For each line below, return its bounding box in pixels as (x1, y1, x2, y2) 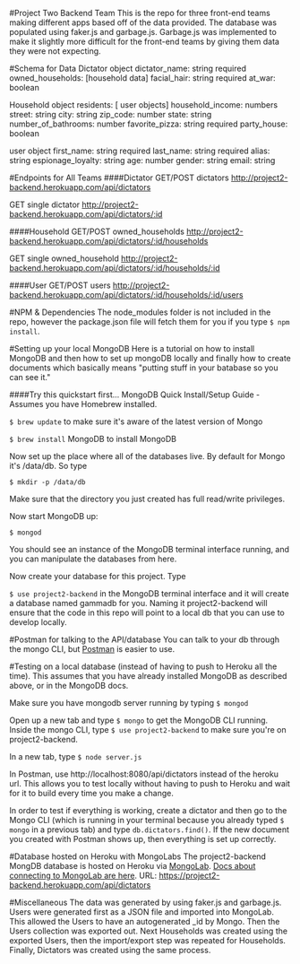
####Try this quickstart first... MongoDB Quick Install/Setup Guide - (9, 389, 261, 400)
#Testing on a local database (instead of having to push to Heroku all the (9, 661, 278, 672)
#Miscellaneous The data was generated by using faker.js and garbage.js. (9, 897, 282, 908)
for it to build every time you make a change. (9, 788, 175, 798)
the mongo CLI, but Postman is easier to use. (9, 644, 176, 654)
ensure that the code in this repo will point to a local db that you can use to (9, 607, 285, 618)
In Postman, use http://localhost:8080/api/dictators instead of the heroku (9, 769, 279, 779)
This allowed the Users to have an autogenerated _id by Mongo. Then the (9, 916, 280, 926)
